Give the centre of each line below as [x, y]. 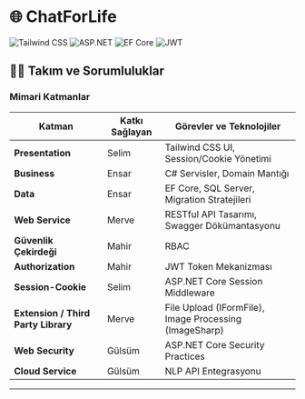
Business [34, 173]
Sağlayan [132, 132]
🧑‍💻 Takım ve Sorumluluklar [87, 71]
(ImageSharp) [194, 330]
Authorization [44, 266]
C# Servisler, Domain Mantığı [227, 173]
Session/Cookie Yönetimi [218, 158]
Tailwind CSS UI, [200, 147]
